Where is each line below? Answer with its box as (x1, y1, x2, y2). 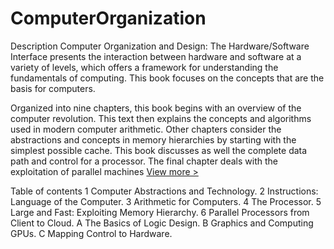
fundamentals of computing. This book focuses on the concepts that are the (10, 72, 325, 84)
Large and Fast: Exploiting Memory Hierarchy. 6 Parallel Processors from (10, 206, 310, 218)
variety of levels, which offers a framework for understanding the (10, 61, 279, 73)
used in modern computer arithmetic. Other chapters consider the (10, 123, 282, 135)
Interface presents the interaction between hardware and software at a (10, 50, 302, 62)
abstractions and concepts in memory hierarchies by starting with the (10, 133, 297, 146)
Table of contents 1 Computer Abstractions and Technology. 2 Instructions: (10, 185, 319, 197)
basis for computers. (10, 82, 96, 94)
